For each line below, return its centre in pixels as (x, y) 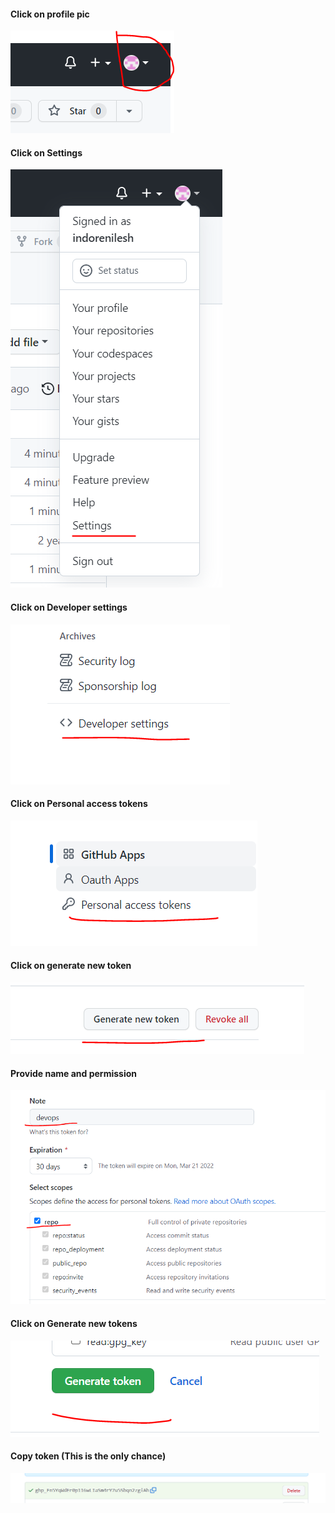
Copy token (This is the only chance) (88, 1456)
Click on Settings (46, 152)
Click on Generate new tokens (74, 1323)
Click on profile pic (50, 14)
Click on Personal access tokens (79, 804)
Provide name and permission (74, 1073)
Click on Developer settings (69, 607)
